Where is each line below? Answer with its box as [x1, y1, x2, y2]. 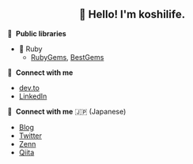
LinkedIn [18, 91, 47, 101]
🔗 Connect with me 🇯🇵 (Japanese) [7, 106, 127, 116]
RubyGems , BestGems [30, 52, 104, 61]
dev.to [18, 83, 40, 92]
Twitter [18, 131, 43, 140]
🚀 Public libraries [7, 28, 66, 38]
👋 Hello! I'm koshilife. [78, 8, 186, 21]
